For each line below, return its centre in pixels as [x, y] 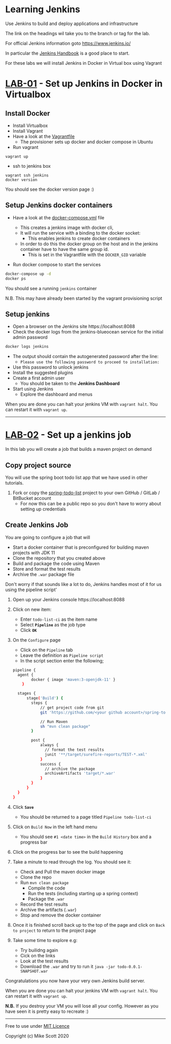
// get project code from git [72, 707]
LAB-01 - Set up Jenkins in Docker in [84, 84]
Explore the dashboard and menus [56, 394]
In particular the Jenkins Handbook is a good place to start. [67, 53]
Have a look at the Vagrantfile [44, 136]
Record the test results [44, 904]
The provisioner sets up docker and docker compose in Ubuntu [87, 142]
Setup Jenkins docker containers [59, 205]
